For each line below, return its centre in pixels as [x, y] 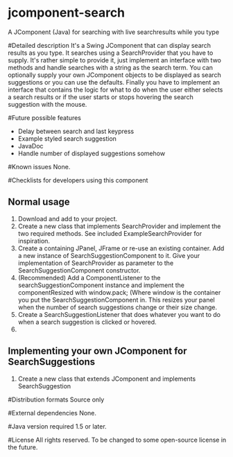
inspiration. [34, 241]
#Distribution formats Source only [56, 399]
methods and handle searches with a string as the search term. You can [111, 67]
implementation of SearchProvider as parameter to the [96, 263]
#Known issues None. [39, 166]
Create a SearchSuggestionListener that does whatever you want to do [119, 314]
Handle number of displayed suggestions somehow [92, 153]
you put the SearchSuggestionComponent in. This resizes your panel [116, 300]
